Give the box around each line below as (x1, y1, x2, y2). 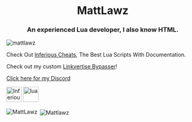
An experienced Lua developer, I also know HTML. (26, 26, 179, 34)
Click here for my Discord (6, 74, 71, 82)
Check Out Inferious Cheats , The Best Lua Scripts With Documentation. (6, 51, 186, 59)
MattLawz (76, 4, 129, 18)
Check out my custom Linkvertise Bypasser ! (6, 63, 117, 70)
